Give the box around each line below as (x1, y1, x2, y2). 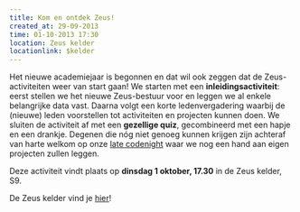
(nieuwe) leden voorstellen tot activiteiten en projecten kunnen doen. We (9, 110, 280, 121)
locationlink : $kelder (9, 47, 95, 56)
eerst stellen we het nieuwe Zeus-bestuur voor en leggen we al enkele (9, 91, 271, 102)
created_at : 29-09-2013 (9, 22, 99, 31)
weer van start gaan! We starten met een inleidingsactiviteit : (52, 81, 280, 92)
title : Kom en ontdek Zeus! (9, 13, 116, 23)
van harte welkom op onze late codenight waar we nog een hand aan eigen (9, 139, 289, 150)
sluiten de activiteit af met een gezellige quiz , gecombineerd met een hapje (9, 119, 291, 131)
